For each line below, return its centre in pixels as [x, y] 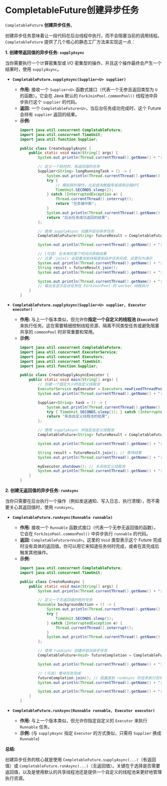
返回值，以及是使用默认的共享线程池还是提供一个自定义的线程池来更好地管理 [83, 772]
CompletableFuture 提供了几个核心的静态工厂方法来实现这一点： [70, 42]
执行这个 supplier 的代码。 [52, 102]
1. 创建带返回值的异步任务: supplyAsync [45, 52]
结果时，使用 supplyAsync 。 [33, 69]
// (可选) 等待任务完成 [59, 673]
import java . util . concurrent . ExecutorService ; [69, 352]
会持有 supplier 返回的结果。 [49, 114]
